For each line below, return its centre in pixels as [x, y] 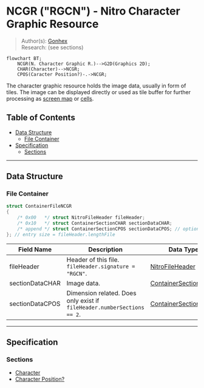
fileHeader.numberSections [105, 307]
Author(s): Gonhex [44, 41]
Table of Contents [41, 117]
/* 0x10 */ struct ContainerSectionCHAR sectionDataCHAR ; [95, 223]
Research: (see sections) [52, 47]
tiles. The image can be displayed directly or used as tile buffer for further [99, 92]
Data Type [184, 249]
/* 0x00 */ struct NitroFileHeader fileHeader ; [81, 218]
